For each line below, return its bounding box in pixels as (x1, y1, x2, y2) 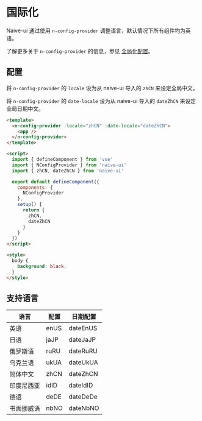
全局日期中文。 (6, 105, 44, 112)
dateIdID (68, 381, 93, 390)
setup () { (17, 202, 43, 208)
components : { (17, 184, 53, 191)
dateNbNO (68, 404, 99, 412)
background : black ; (17, 263, 67, 269)
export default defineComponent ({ (12, 179, 99, 185)
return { (22, 207, 45, 213)
